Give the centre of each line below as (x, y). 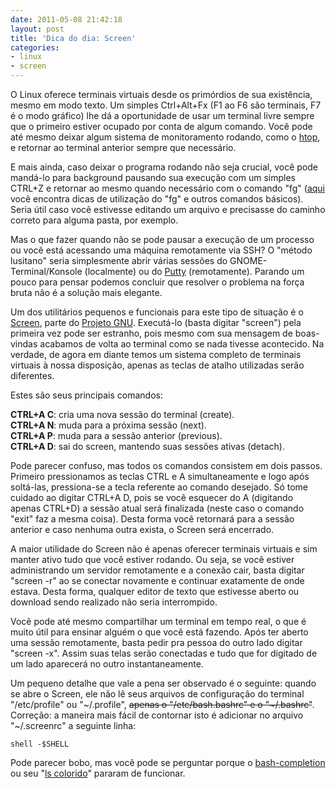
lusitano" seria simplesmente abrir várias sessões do (119, 260)
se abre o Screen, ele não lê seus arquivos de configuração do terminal (157, 694)
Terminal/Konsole (46, 271)
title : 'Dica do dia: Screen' (73, 38)
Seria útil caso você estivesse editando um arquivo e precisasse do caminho (168, 209)
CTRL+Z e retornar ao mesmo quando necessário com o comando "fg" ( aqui (168, 188)
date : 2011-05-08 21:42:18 (66, 19)
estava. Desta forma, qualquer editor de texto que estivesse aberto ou (155, 591)
